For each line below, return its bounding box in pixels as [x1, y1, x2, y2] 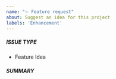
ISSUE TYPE [6, 38, 37, 45]
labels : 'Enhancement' [6, 20, 62, 26]
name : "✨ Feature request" [6, 8, 74, 15]
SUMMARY [6, 67, 35, 74]
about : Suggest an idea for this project [6, 14, 111, 20]
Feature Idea [14, 53, 46, 60]
